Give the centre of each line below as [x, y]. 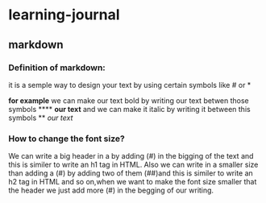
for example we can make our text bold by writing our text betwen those [129, 100]
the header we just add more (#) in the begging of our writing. [111, 190]
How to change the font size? [66, 139]
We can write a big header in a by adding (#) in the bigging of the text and [131, 156]
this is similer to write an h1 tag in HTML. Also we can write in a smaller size [133, 165]
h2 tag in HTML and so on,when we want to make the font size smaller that [133, 182]
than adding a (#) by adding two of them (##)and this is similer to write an [131, 173]
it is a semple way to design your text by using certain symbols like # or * [130, 85]
